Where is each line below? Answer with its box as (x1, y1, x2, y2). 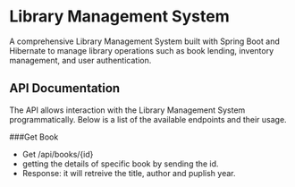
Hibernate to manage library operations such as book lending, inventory (9, 45, 274, 55)
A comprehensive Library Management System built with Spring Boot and (9, 36, 280, 47)
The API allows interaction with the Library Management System (9, 105, 246, 115)
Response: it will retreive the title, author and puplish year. (21, 167, 236, 178)
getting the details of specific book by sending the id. (21, 158, 219, 169)
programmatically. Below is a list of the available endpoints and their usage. (9, 114, 288, 124)
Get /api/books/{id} (21, 149, 94, 159)
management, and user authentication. (9, 55, 152, 65)
